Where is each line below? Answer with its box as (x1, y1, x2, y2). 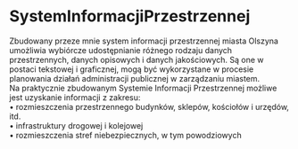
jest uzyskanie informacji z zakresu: (9, 91, 141, 103)
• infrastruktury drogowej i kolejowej (9, 120, 144, 130)
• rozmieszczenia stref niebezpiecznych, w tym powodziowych (9, 129, 243, 140)
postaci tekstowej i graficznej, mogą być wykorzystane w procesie (9, 64, 254, 74)
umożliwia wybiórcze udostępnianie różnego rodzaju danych (9, 44, 233, 55)
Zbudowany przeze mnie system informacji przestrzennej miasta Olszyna (9, 35, 279, 46)
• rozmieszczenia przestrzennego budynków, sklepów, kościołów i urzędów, (9, 101, 290, 112)
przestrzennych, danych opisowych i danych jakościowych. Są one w (9, 54, 264, 65)
